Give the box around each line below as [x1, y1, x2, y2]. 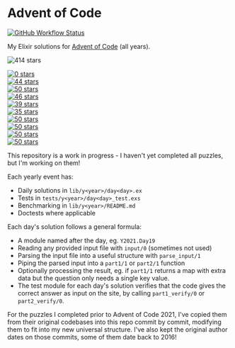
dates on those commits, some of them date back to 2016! [7, 332, 177, 341]
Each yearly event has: [7, 172, 74, 181]
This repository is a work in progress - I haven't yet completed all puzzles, [7, 151, 224, 159]
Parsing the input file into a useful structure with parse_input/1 [17, 251, 201, 259]
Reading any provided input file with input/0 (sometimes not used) [17, 243, 212, 252]
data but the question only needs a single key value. [17, 274, 170, 282]
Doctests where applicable [17, 208, 96, 217]
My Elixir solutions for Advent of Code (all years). [7, 42, 151, 50]
